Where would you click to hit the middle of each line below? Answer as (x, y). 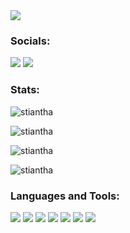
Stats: (25, 90)
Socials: (30, 41)
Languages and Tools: (65, 196)
